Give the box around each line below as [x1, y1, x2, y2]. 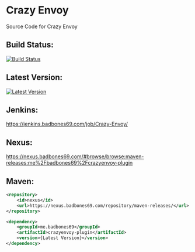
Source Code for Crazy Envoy [6, 23, 78, 30]
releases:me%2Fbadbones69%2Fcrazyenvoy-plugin [6, 159, 133, 166]
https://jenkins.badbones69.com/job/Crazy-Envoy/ [6, 121, 128, 128]
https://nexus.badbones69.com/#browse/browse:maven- [6, 153, 144, 160]
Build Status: [6, 40, 54, 50]
